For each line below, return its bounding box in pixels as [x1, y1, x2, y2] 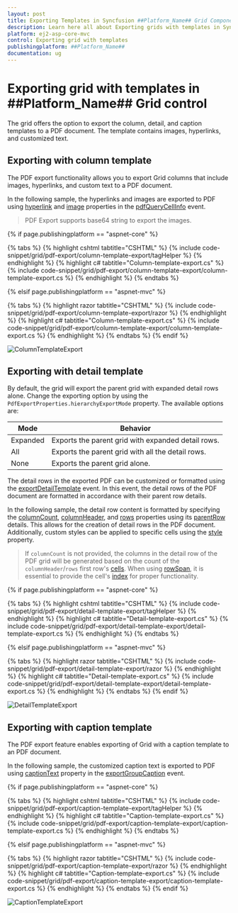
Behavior [120, 423, 151, 433]
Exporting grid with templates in [7, 81, 200, 96]
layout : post [7, 10, 46, 18]
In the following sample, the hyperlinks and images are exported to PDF [7, 194, 216, 203]
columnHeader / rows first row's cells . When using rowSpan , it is [24, 564, 204, 573]
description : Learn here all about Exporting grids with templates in [7, 23, 220, 30]
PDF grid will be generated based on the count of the [24, 557, 180, 566]
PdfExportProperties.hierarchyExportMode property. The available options [7, 399, 224, 408]
